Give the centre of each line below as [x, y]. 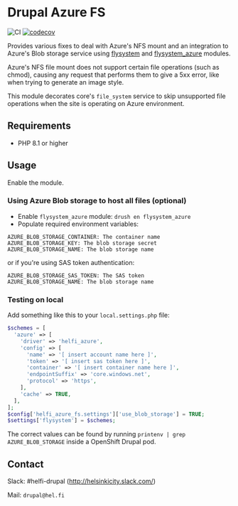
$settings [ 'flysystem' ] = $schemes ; [61, 421]
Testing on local [36, 299]
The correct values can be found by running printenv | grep [97, 434]
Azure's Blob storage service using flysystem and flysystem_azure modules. [119, 53]
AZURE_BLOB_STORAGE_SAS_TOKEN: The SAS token [76, 275]
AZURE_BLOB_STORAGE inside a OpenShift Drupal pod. [82, 442]
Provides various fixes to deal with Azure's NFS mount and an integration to [118, 45]
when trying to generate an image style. [66, 82]
